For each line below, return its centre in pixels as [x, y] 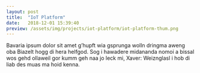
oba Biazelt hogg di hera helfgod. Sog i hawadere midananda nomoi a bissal [100, 52]
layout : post [23, 12]
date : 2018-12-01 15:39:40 [43, 23]
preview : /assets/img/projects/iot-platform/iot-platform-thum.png [92, 28]
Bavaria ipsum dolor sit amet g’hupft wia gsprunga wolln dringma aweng [95, 45]
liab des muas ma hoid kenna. [43, 65]
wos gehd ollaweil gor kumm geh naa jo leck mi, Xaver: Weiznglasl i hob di [98, 58]
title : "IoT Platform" [36, 17]
